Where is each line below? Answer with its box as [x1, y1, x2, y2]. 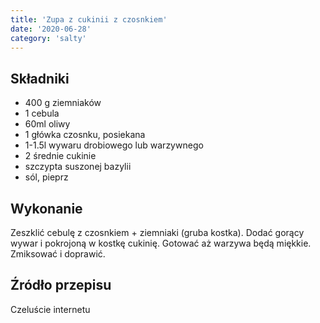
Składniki [10, 70, 70, 87]
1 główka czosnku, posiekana [24, 129, 146, 141]
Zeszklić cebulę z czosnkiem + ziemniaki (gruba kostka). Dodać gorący [10, 227, 305, 238]
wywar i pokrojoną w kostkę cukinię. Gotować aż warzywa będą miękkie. [10, 237, 312, 249]
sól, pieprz [24, 171, 69, 183]
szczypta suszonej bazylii [24, 161, 132, 173]
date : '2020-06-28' [10, 24, 92, 34]
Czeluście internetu [10, 303, 91, 315]
